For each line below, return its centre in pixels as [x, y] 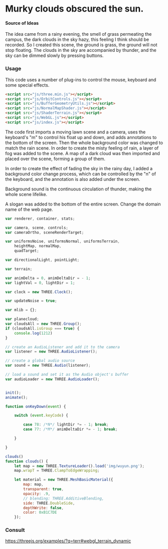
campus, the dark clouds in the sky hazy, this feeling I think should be [77, 40]
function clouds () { [27, 461]
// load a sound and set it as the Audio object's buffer [67, 375]
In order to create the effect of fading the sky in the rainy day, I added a [79, 168]
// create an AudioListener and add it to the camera [63, 347]
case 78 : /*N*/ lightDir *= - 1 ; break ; [66, 425]
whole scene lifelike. [26, 194]
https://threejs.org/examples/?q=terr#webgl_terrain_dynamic [68, 541]
